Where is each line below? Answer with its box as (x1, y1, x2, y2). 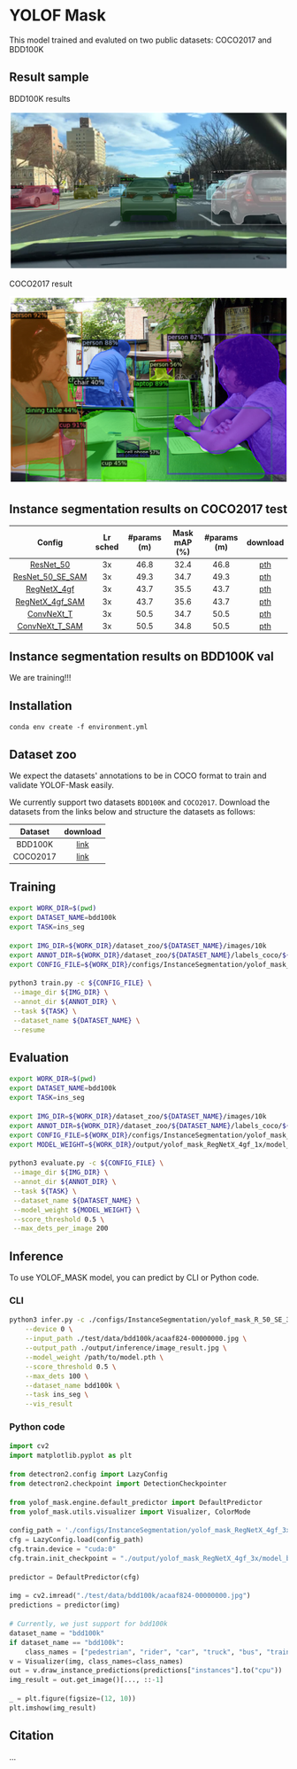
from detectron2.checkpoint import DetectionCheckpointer (9, 1479, 227, 1488)
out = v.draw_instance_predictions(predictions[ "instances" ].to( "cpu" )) (9, 1666, 283, 1675)
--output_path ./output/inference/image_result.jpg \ (25, 1344, 227, 1352)
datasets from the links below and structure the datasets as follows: (9, 807, 256, 817)
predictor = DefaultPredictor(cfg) (9, 1572, 141, 1582)
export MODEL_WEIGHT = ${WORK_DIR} (9, 1140, 133, 1149)
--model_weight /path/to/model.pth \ (25, 1352, 164, 1361)
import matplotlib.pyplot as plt (9, 1451, 133, 1461)
